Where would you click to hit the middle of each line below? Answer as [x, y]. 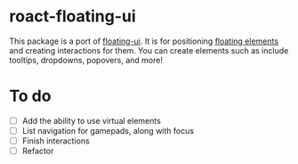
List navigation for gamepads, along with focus [108, 130]
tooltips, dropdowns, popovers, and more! [86, 60]
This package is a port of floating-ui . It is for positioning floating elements [144, 41]
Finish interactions [56, 141]
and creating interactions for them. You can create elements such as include [149, 50]
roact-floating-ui [72, 16]
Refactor [38, 151]
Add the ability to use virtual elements [92, 120]
